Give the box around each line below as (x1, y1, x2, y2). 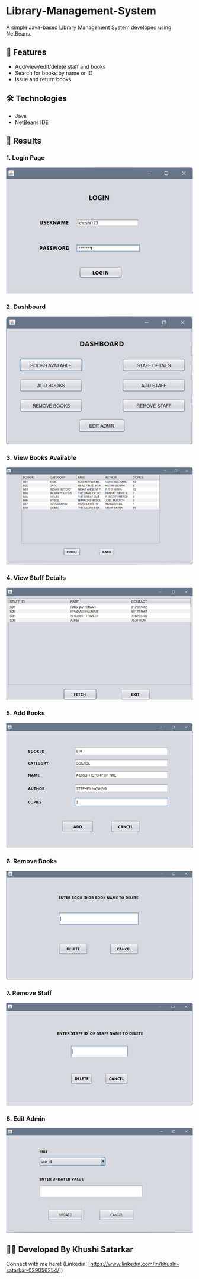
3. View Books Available (6, 454, 77, 462)
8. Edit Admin (6, 1115, 46, 1123)
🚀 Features (6, 47, 47, 58)
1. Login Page (6, 153, 45, 161)
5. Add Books (6, 709, 46, 717)
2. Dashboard (6, 303, 46, 311)
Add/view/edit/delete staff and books (14, 63, 106, 70)
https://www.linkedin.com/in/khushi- (89, 1260, 179, 1267)
